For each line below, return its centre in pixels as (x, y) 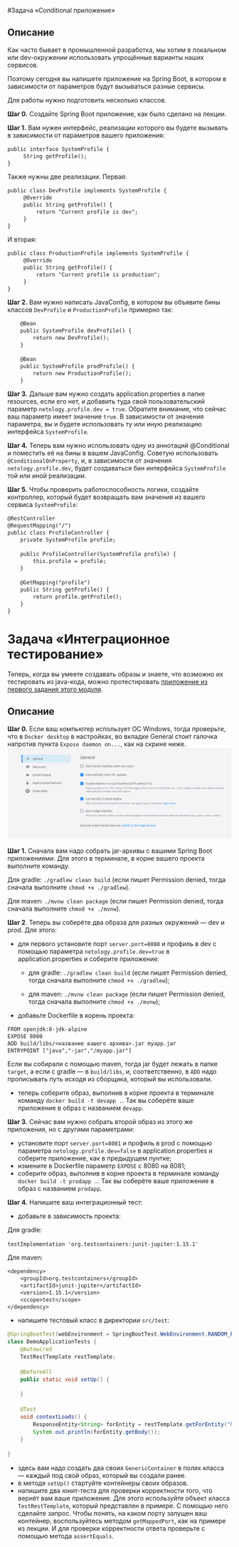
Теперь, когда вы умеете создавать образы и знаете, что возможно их (116, 674)
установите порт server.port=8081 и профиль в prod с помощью (115, 1143)
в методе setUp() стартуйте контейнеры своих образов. (103, 1483)
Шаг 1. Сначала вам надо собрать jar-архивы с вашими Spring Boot (110, 851)
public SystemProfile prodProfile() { (78, 366)
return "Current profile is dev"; (87, 212)
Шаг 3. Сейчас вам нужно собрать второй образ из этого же (100, 1122)
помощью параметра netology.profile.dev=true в (94, 951)
